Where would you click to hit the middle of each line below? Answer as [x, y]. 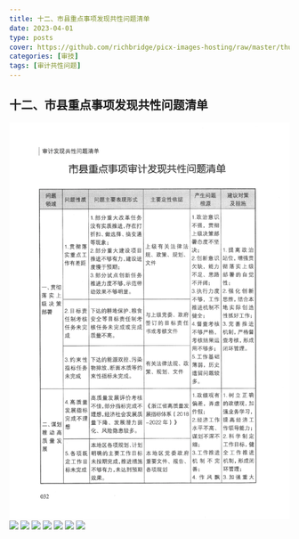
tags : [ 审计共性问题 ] [45, 66]
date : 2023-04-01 [41, 28]
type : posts [31, 37]
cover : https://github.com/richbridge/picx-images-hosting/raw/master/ [145, 47]
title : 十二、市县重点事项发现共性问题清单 [80, 19]
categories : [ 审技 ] [44, 57]
